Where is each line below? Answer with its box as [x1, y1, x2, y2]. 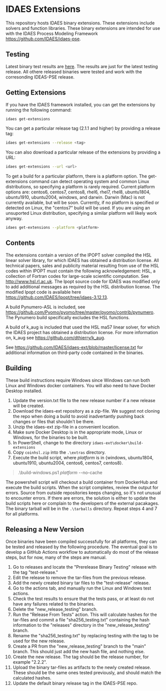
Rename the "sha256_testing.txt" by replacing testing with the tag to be [12, 632, 159, 638]
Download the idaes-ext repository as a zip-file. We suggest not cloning [12, 408, 160, 414]
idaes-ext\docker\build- [92, 440, 144, 445]
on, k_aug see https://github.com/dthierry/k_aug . [5, 335, 106, 341]
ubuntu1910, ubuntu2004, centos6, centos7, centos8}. [12, 460, 123, 466]
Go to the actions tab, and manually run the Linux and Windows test [12, 585, 152, 591]
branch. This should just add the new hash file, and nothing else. [12, 648, 145, 654]
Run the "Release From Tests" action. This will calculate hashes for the [12, 611, 158, 617]
